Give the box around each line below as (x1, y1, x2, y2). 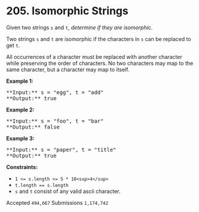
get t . (6, 42, 20, 49)
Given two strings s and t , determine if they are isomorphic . (6, 24, 153, 31)
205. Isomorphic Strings (6, 4, 129, 18)
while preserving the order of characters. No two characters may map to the (6, 60, 194, 67)
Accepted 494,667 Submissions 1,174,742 (6, 199, 108, 206)
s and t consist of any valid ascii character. (14, 188, 121, 195)
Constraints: (6, 163, 38, 170)
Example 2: (6, 106, 35, 113)
